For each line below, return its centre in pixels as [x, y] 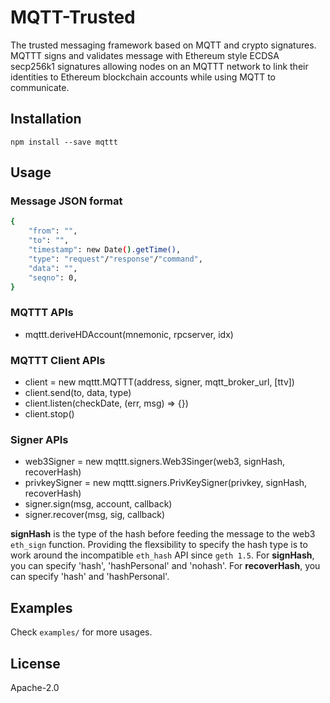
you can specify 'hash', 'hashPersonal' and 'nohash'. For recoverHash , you [165, 566]
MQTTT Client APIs [58, 360]
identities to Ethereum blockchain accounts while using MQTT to [143, 77]
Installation [46, 119]
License [35, 663]
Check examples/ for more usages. [81, 632]
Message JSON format [66, 201]
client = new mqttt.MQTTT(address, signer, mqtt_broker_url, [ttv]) [159, 382]
